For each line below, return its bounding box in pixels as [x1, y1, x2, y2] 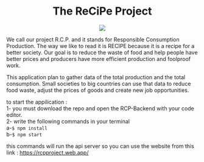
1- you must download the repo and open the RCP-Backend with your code [6, 105, 195, 112]
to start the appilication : [6, 98, 68, 105]
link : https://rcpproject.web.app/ [6, 149, 89, 156]
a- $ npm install [6, 124, 47, 132]
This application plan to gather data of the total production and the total [6, 73, 186, 80]
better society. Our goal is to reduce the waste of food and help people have [6, 49, 198, 56]
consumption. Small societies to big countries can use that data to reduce [6, 80, 191, 87]
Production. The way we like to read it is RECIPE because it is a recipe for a [6, 42, 195, 49]
